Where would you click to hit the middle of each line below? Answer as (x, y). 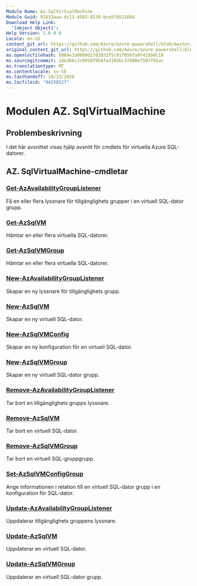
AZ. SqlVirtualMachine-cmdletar (67, 171)
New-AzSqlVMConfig (38, 334)
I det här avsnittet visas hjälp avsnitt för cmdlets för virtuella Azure (86, 147)
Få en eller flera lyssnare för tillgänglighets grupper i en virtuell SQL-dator (95, 201)
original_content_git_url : (39, 50)
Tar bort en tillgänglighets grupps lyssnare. (58, 403)
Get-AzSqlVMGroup (35, 250)
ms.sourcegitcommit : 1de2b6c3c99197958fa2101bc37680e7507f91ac (85, 60)
